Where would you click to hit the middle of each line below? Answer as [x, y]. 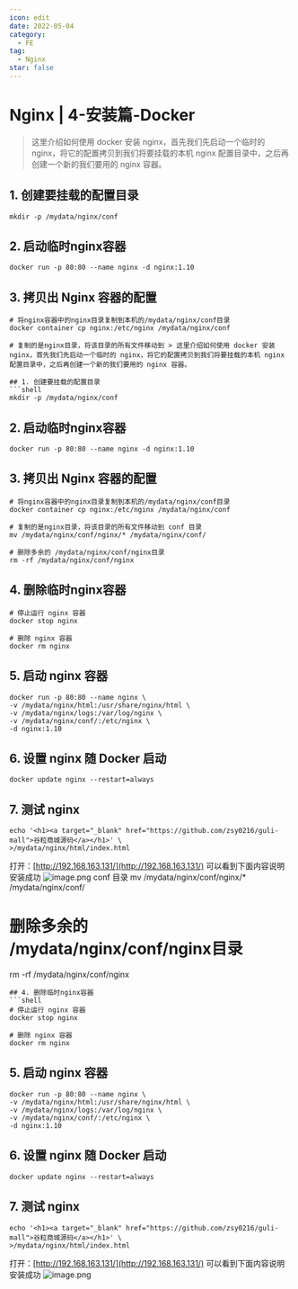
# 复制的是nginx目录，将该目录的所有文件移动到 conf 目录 [105, 527]
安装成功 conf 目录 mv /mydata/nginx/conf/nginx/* [128, 877]
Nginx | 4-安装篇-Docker [102, 116]
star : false [31, 68]
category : [28, 34]
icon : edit [30, 18]
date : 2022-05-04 [42, 26]
